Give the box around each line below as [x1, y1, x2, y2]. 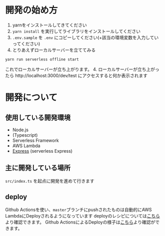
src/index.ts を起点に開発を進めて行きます [5, 178, 95, 184]
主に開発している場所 [5, 164, 71, 172]
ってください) [12, 40, 40, 46]
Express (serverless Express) [12, 148, 73, 154]
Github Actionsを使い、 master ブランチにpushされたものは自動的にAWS [5, 207, 152, 213]
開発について [5, 92, 58, 103]
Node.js [12, 127, 29, 133]
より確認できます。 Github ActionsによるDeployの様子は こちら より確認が [5, 219, 156, 225]
